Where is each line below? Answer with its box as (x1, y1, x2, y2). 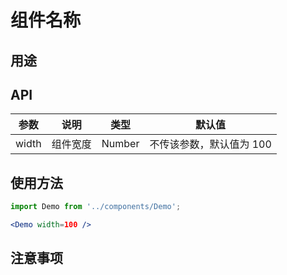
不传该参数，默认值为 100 (149, 137, 272, 151)
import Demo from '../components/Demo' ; (10, 202, 182, 212)
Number (101, 137, 140, 151)
